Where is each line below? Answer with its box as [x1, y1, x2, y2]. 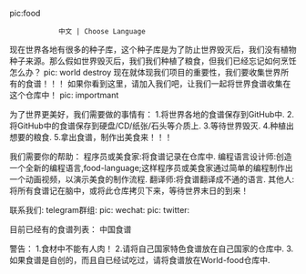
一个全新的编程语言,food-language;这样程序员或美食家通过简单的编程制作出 [9, 163, 293, 173]
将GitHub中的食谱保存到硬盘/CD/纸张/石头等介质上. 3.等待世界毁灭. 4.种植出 [9, 120, 294, 131]
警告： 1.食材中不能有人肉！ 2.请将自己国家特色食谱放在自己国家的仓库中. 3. [9, 243, 294, 254]
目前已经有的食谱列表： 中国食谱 [9, 224, 132, 235]
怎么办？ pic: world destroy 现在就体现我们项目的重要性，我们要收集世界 [9, 67, 281, 77]
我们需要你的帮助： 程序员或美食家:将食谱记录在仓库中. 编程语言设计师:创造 [9, 151, 292, 162]
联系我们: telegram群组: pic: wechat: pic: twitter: [9, 205, 190, 215]
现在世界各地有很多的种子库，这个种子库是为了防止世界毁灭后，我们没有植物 [9, 45, 297, 55]
